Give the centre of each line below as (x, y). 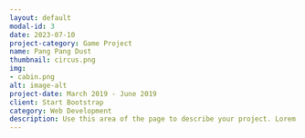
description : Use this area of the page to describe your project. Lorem (153, 119)
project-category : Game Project (71, 43)
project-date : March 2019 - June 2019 (83, 94)
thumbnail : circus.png (53, 60)
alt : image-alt (38, 85)
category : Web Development (61, 111)
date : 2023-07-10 (42, 34)
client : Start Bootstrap (57, 102)
